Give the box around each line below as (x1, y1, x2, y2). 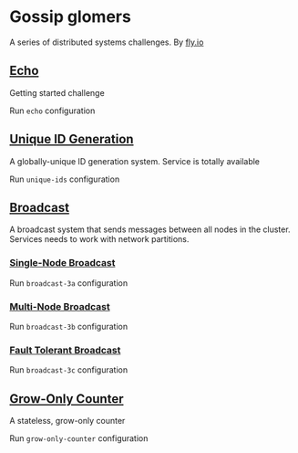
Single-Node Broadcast (9, 257, 116, 269)
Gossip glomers (9, 6, 132, 27)
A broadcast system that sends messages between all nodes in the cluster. (9, 224, 291, 235)
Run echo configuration (9, 105, 96, 116)
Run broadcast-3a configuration (9, 277, 128, 289)
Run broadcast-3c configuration (9, 364, 128, 375)
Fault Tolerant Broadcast (9, 343, 121, 356)
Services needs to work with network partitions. (9, 234, 190, 245)
